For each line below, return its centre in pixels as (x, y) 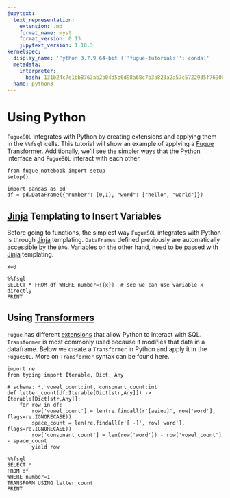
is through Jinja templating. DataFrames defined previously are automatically (114, 240)
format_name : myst (46, 33)
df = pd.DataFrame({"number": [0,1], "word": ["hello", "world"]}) (105, 195)
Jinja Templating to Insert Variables (85, 216)
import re (21, 369)
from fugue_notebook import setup (56, 171)
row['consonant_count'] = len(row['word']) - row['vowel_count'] (127, 435)
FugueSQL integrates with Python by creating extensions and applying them (112, 137)
